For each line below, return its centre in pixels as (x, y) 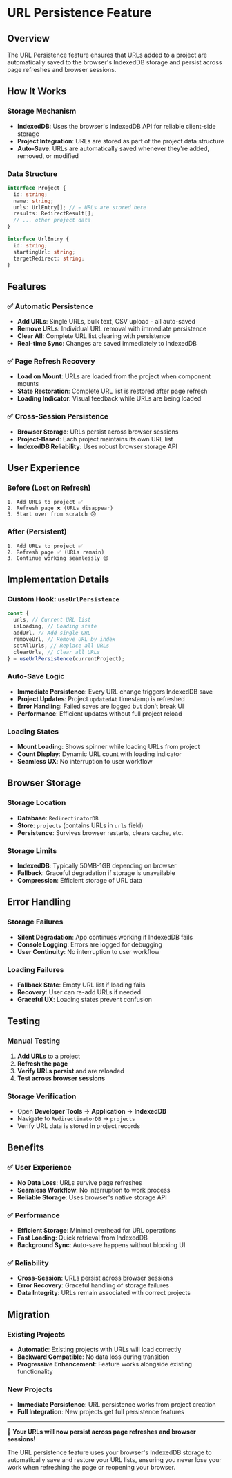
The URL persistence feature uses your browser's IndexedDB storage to (109, 1452)
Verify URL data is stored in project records (78, 1126)
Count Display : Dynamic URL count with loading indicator (99, 754)
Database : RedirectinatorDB (58, 818)
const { (18, 614)
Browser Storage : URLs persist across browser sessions (98, 432)
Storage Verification (42, 1096)
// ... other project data (52, 220)
